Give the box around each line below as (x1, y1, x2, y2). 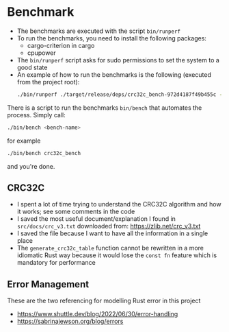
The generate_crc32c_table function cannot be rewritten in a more (16, 244, 204, 252)
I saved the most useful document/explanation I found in (16, 215, 176, 223)
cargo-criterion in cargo (27, 41, 95, 49)
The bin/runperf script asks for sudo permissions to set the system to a (16, 56, 220, 64)
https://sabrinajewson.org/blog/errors (16, 317, 124, 326)
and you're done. (7, 162, 55, 170)
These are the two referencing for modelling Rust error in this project (7, 296, 201, 305)
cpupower (27, 49, 56, 57)
